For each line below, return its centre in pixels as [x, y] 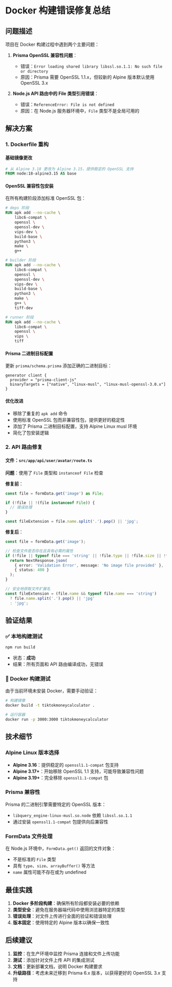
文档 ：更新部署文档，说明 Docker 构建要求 [57, 966]
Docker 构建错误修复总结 [58, 11]
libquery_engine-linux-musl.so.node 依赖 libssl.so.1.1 [72, 815]
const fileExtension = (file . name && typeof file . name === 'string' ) [81, 594]
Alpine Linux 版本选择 [33, 753]
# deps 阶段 [17, 208]
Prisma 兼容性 [23, 792]
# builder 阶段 [21, 260]
